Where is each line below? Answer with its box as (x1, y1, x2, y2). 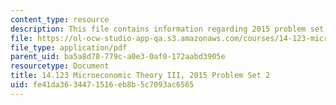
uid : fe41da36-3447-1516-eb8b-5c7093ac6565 (10, 80, 195, 90)
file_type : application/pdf (10, 42, 128, 53)
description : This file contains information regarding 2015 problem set (10, 24, 325, 34)
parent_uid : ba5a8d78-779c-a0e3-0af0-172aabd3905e (10, 52, 226, 62)
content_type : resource (10, 14, 110, 25)
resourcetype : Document (10, 61, 110, 71)
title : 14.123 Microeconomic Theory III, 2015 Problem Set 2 (10, 71, 271, 81)
